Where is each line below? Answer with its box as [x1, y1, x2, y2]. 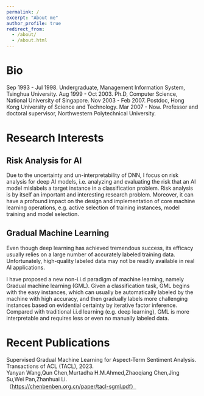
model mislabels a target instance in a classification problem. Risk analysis [6, 184, 194, 192]
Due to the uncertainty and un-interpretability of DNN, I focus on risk [6, 171, 178, 179]
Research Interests [6, 131, 104, 145]
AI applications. [6, 264, 46, 271]
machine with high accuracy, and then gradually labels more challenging [6, 295, 188, 302]
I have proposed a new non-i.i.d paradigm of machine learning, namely [6, 275, 185, 283]
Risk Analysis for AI [6, 155, 82, 165]
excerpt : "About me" [6, 15, 59, 21]
